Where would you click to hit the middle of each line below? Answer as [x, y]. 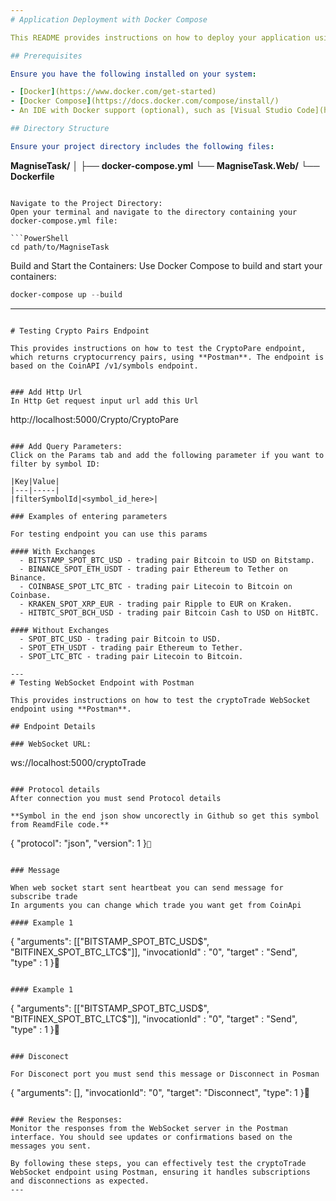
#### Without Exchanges [60, 630]
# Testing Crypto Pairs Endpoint [80, 331]
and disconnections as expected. [80, 1181]
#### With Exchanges [53, 551]
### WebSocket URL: [51, 744]
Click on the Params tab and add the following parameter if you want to [167, 455]
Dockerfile [32, 176]
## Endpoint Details [53, 726]
